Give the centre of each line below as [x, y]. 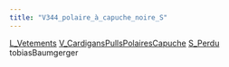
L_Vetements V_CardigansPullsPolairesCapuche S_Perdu [114, 43]
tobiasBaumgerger [44, 52]
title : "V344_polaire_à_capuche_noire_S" [89, 17]
